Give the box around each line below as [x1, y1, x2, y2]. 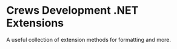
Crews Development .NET [6, 4, 139, 17]
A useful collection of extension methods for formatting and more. [6, 36, 172, 43]
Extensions [6, 16, 64, 30]
